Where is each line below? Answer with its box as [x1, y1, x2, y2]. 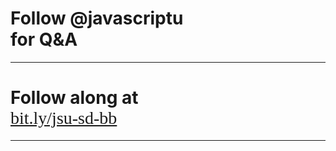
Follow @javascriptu [10, 7, 184, 30]
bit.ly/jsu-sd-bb [10, 108, 118, 129]
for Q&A [10, 28, 78, 51]
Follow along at [10, 87, 139, 109]
